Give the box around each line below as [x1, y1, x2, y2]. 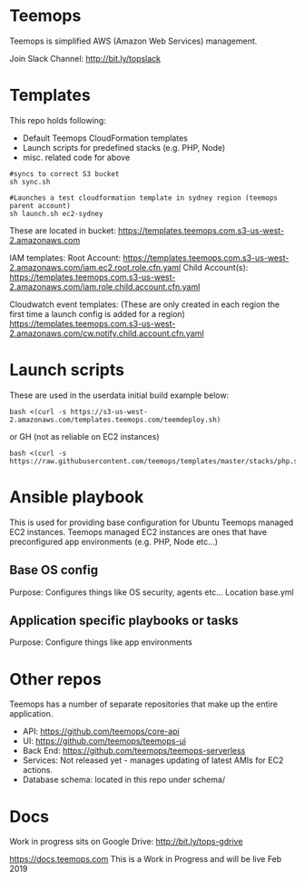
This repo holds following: [9, 114, 106, 125]
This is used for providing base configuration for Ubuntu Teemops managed [9, 517, 294, 528]
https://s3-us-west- [70, 407, 148, 416]
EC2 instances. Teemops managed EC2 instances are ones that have [9, 526, 268, 537]
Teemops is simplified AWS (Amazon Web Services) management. [9, 35, 258, 46]
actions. [22, 765, 53, 776]
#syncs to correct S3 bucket [9, 169, 120, 178]
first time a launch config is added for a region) [9, 308, 186, 319]
